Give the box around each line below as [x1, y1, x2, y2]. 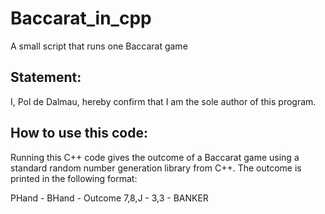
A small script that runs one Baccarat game [10, 40, 188, 52]
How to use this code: [10, 125, 148, 142]
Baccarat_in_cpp [10, 7, 152, 30]
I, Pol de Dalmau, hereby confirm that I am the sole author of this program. [10, 95, 317, 107]
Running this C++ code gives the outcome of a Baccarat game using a [10, 151, 300, 163]
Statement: [10, 69, 82, 86]
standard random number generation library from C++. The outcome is [10, 162, 302, 174]
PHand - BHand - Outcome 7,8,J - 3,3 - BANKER [10, 192, 209, 204]
